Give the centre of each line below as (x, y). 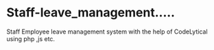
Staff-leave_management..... (91, 13)
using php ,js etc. (31, 38)
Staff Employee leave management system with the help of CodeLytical (107, 32)
